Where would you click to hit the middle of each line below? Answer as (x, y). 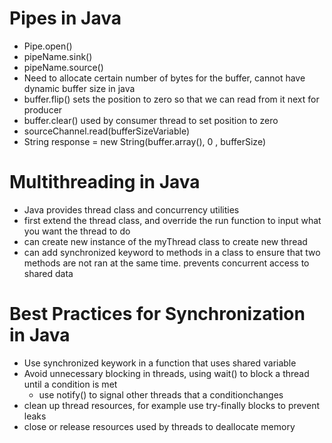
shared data (48, 273)
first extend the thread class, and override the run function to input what (172, 220)
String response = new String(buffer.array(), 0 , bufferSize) (144, 141)
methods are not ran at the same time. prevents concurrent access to (166, 263)
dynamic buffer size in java (79, 88)
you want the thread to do (77, 231)
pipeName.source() (63, 67)
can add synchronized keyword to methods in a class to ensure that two (172, 252)
